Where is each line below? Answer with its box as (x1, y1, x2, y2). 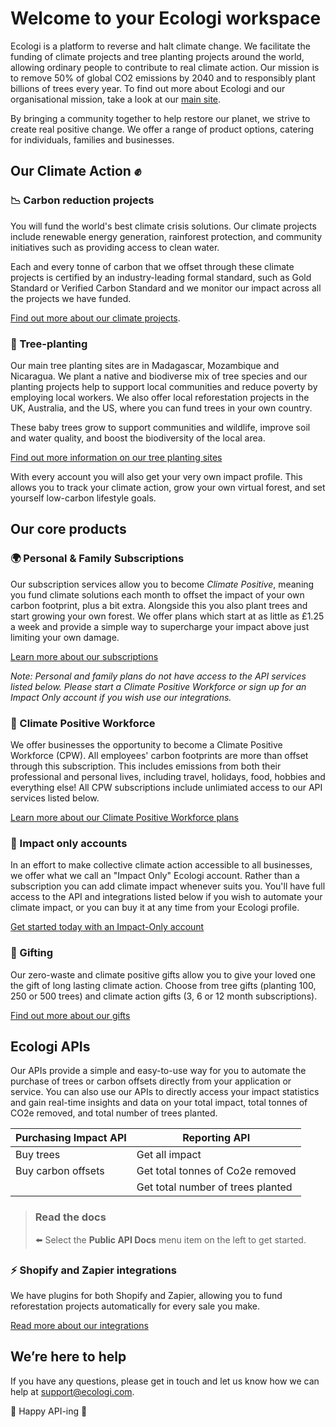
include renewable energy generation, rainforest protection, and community (10, 230, 323, 242)
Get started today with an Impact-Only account (10, 921, 205, 933)
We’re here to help (10, 1348, 127, 1366)
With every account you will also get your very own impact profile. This (10, 470, 303, 482)
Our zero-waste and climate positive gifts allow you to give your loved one (10, 968, 316, 981)
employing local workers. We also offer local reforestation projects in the (10, 391, 310, 403)
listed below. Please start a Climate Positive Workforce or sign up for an (10, 680, 307, 692)
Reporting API (182, 1131, 251, 1145)
